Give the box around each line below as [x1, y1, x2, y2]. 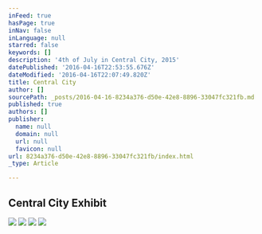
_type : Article [8, 160, 59, 168]
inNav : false [8, 26, 52, 34]
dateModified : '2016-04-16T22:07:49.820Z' [8, 71, 151, 79]
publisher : [8, 115, 45, 123]
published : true [8, 100, 62, 108]
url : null [15, 137, 48, 146]
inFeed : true [8, 11, 52, 20]
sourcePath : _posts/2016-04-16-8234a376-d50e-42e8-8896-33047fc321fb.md [8, 93, 255, 101]
